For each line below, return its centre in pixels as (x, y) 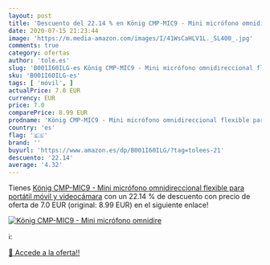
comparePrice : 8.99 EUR (48, 113)
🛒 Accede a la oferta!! (44, 253)
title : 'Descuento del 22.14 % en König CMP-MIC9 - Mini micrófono (124, 23)
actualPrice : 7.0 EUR (45, 90)
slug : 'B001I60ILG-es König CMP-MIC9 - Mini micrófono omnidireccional (131, 68)
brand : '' (25, 143)
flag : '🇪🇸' (28, 135)
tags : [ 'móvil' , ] (41, 83)
